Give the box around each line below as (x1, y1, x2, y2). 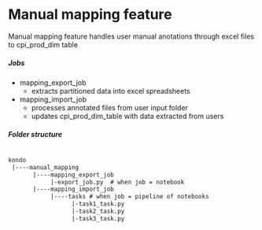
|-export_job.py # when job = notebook (50, 178, 185, 186)
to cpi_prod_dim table (8, 39, 79, 49)
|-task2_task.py (71, 207, 125, 215)
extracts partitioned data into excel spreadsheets (31, 86, 190, 95)
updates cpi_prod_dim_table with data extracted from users (31, 111, 224, 121)
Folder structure (8, 129, 63, 139)
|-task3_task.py (71, 214, 125, 222)
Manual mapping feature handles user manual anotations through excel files (8, 32, 254, 41)
